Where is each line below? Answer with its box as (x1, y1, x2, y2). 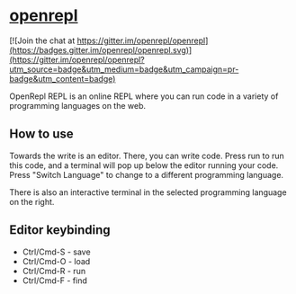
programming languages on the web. (9, 100, 147, 111)
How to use (9, 127, 74, 142)
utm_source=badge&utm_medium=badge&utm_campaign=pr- (9, 64, 239, 75)
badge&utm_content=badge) (9, 73, 116, 84)
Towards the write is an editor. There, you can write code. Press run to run (9, 150, 285, 161)
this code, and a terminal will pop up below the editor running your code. (9, 159, 279, 171)
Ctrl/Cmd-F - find (22, 275, 88, 286)
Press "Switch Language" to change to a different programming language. (9, 169, 284, 180)
